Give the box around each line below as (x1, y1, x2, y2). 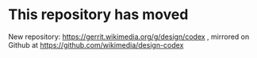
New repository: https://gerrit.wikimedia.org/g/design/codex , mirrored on (8, 32, 250, 41)
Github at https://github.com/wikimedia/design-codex (8, 40, 184, 49)
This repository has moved (8, 6, 189, 24)
